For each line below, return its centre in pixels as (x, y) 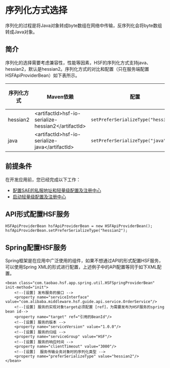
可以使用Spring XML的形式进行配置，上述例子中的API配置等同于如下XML (81, 267)
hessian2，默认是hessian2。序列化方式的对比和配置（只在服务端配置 (77, 69)
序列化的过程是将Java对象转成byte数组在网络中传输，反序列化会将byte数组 (84, 25)
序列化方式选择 (36, 10)
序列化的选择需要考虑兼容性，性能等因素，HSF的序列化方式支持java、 (78, 63)
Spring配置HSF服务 (36, 247)
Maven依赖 (60, 97)
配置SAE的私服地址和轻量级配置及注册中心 (57, 190)
